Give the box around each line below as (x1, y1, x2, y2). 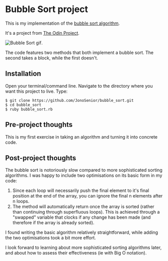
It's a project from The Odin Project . (5, 30, 79, 36)
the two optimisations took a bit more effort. (5, 235, 97, 241)
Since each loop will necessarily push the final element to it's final (12, 187, 149, 193)
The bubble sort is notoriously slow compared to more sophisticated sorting (5, 167, 162, 173)
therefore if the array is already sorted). (12, 220, 95, 226)
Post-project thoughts (5, 154, 76, 162)
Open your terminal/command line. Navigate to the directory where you (5, 83, 153, 89)
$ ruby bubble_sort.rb (5, 107, 53, 112)
